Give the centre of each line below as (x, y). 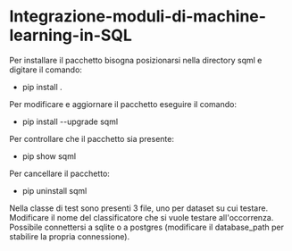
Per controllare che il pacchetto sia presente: (92, 138)
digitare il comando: (46, 70)
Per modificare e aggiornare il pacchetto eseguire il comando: (123, 104)
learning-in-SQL (71, 35)
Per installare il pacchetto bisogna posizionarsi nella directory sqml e (136, 60)
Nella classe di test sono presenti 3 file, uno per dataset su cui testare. (139, 208)
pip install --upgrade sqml (70, 121)
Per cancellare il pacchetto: (59, 173)
